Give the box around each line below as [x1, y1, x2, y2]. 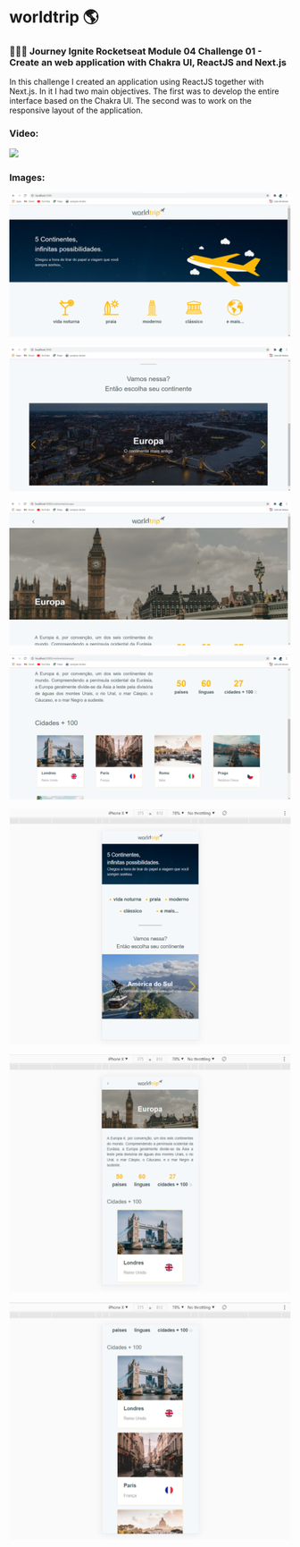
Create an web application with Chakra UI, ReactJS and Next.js [9, 56, 287, 69]
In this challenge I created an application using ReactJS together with [9, 77, 264, 88]
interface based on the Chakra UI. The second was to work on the [9, 96, 253, 106]
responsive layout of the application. [9, 105, 144, 116]
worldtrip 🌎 [9, 7, 99, 28]
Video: [9, 127, 39, 139]
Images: [9, 171, 46, 183]
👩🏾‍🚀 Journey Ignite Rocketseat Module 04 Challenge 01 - [9, 46, 262, 58]
